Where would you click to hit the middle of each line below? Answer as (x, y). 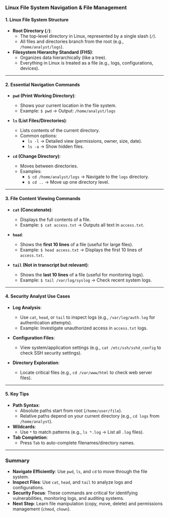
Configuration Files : (34, 337)
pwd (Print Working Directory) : (44, 96)
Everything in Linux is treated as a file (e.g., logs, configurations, (87, 63)
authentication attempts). (46, 322)
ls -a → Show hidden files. (56, 147)
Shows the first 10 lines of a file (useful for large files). (76, 244)
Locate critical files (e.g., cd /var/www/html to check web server (86, 372)
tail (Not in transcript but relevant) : (51, 265)
